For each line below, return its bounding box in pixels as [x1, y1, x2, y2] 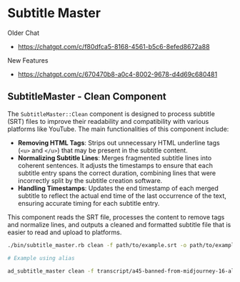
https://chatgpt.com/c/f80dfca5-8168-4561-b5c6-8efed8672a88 [17, 42, 210, 51]
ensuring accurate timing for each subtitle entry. [17, 199, 160, 207]
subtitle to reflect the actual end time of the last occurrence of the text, [17, 191, 227, 200]
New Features [7, 56, 49, 65]
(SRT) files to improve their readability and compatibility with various [7, 117, 209, 125]
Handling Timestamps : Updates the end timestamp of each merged [17, 184, 219, 192]
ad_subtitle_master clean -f [7, 267, 94, 275]
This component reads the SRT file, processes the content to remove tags [7, 212, 225, 221]
